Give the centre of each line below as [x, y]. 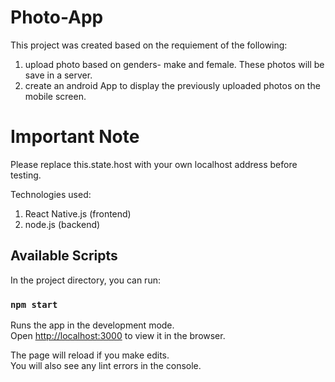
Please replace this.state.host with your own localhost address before [154, 164]
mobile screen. [55, 96]
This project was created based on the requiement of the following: [149, 45]
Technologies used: [51, 194]
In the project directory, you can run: [85, 280]
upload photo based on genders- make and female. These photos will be [174, 64]
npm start [34, 304]
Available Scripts [64, 256]
